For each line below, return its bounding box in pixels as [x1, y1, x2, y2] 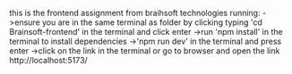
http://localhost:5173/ [9, 55, 88, 65]
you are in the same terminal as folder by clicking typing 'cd [41, 17, 262, 28]
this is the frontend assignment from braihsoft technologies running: [9, 8, 261, 18]
